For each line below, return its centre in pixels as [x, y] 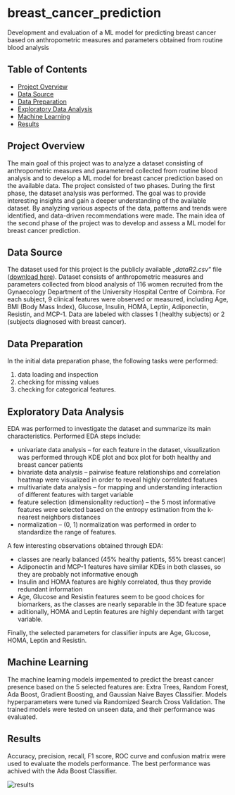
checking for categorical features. [66, 389]
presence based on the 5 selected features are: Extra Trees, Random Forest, [118, 687]
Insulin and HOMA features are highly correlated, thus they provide [114, 582]
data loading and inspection [58, 375]
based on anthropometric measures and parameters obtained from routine [115, 39]
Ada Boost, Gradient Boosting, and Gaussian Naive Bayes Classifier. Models [117, 694]
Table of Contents [47, 69]
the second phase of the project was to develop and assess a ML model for [116, 223]
